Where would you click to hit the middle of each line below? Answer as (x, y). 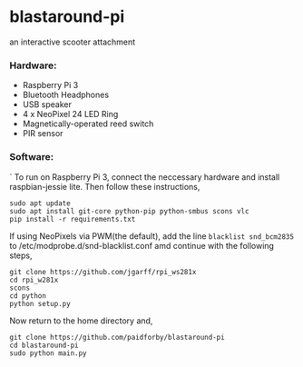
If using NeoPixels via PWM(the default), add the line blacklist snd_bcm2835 (152, 236)
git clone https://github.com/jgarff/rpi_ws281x (103, 272)
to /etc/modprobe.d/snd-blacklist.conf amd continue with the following (142, 245)
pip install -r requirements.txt (73, 219)
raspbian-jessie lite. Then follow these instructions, (105, 186)
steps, (21, 255)
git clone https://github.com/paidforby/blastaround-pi (117, 337)
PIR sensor (43, 134)
